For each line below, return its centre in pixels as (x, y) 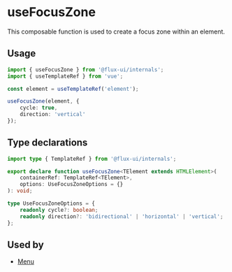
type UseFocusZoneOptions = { (51, 203)
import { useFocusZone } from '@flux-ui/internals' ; (86, 70)
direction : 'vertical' (53, 115)
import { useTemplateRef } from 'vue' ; (65, 76)
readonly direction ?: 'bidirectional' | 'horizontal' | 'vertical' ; (122, 216)
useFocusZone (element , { (43, 101)
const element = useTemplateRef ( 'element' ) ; (73, 89)
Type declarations (48, 143)
